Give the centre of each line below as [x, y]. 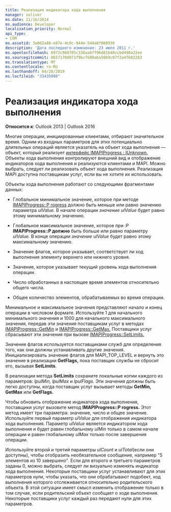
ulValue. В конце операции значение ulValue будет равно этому [82, 236]
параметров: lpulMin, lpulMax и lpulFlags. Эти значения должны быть [81, 381]
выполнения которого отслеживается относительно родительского [79, 482]
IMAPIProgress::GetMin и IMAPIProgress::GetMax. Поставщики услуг [79, 329]
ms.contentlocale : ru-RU [32, 67]
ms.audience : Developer [31, 24]
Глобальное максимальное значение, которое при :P [70, 225]
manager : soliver [24, 15]
